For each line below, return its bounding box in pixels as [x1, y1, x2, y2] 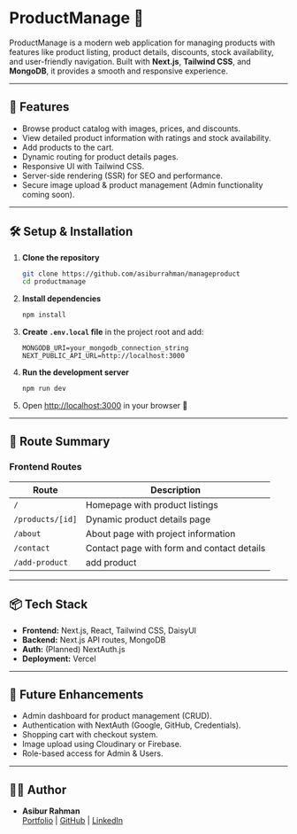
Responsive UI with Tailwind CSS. [21, 160, 145, 171]
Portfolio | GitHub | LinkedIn [21, 815, 124, 826]
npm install [21, 310, 66, 320]
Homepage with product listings [85, 498, 218, 511]
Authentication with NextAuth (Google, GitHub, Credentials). [21, 720, 241, 730]
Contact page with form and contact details [85, 542, 266, 554]
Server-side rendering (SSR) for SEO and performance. [21, 170, 224, 181]
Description [149, 483, 202, 495]
